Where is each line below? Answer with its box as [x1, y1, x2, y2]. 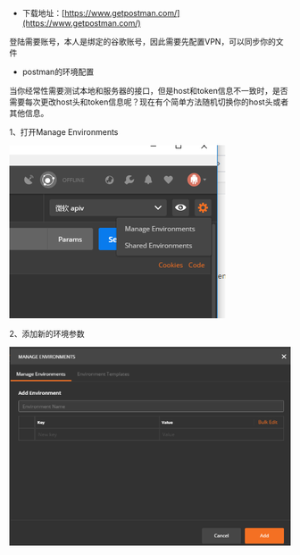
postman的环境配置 [21, 66, 95, 77]
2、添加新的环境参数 [9, 329, 85, 339]
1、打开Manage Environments [9, 127, 119, 137]
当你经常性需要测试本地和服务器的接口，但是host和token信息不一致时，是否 [9, 86, 288, 96]
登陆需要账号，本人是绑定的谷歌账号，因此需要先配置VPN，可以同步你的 [9, 37, 277, 46]
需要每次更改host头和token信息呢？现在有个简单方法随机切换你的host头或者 [9, 97, 288, 107]
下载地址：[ [21, 8, 65, 18]
